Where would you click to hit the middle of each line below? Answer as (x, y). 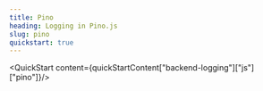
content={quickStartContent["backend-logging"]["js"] (155, 68)
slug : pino (30, 34)
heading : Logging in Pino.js (64, 26)
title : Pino (31, 17)
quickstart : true (42, 42)
